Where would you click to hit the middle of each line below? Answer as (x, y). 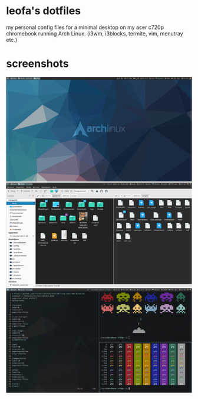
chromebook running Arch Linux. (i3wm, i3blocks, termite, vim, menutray (95, 33)
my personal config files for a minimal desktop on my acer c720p (85, 27)
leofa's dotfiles (44, 11)
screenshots (37, 64)
